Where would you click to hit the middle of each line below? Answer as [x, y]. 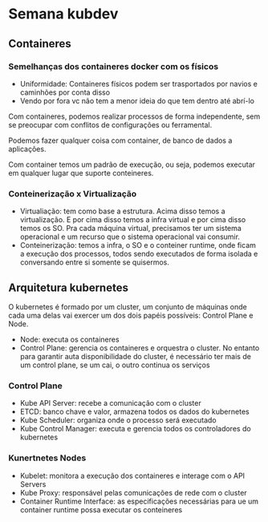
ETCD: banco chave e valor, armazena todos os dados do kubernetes [135, 412]
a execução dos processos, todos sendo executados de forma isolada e [139, 254]
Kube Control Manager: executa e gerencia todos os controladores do [135, 429]
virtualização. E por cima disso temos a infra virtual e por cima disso [133, 220]
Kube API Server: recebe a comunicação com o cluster [111, 403]
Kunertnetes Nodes [47, 458]
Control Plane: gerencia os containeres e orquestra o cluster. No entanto [140, 348]
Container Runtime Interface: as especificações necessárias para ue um [139, 501]
